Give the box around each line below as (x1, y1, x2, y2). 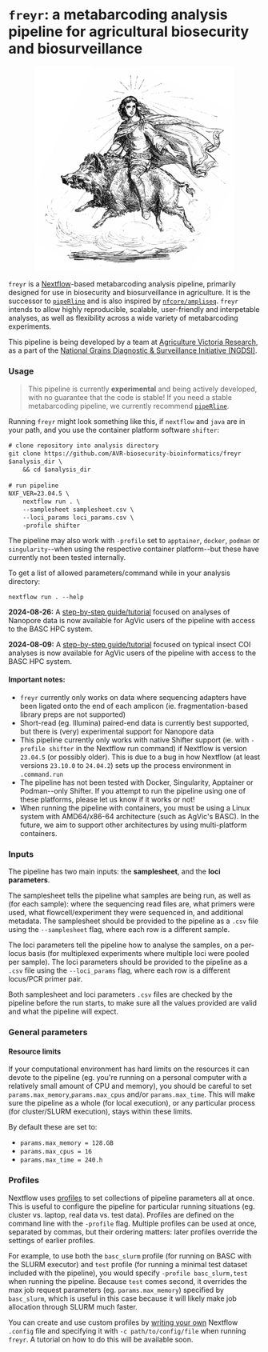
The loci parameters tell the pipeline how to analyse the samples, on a (8, 940, 238, 950)
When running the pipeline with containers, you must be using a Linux (19, 802, 250, 813)
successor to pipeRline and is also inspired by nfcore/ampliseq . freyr (8, 296, 238, 306)
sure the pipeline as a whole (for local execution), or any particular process (8, 1098, 256, 1108)
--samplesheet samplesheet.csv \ (22, 506, 134, 514)
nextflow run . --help (8, 593, 84, 601)
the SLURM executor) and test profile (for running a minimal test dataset (8, 1259, 248, 1269)
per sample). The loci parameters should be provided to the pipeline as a (8, 958, 248, 967)
